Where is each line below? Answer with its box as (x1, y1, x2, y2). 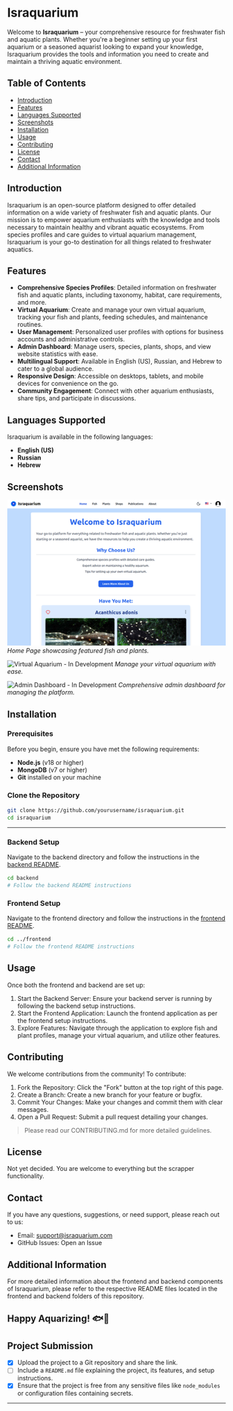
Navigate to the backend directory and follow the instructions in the (7, 853, 200, 861)
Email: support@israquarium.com (17, 1231, 113, 1240)
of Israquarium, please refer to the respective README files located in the (7, 1285, 218, 1293)
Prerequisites (7, 729, 53, 738)
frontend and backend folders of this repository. (7, 1292, 144, 1301)
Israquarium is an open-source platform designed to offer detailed (7, 201, 196, 209)
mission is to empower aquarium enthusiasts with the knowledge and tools (7, 215, 221, 223)
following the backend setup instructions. (17, 1002, 136, 1010)
